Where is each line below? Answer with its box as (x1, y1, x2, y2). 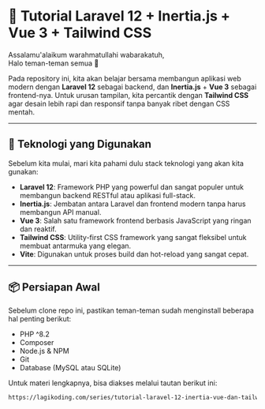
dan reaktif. (19, 224, 57, 234)
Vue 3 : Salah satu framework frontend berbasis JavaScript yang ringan (19, 216, 252, 225)
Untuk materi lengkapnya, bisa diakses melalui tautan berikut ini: (8, 378, 218, 388)
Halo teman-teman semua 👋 (8, 58, 99, 68)
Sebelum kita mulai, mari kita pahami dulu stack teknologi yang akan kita (8, 158, 244, 168)
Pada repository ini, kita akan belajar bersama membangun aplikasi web (8, 73, 242, 83)
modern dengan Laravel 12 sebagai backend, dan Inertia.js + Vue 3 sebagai (8, 82, 257, 92)
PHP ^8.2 (19, 329, 50, 339)
